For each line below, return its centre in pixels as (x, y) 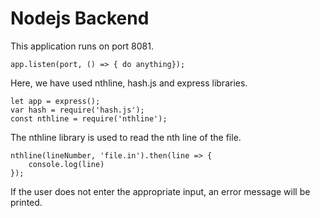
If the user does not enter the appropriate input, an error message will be (160, 191)
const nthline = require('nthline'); (89, 118)
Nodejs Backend (80, 18)
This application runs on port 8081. (82, 46)
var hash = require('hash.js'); (77, 110)
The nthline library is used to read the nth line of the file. (126, 137)
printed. (26, 202)
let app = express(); (55, 101)
